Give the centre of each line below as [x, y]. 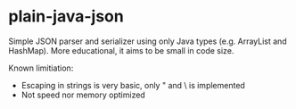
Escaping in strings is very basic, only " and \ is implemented [133, 85]
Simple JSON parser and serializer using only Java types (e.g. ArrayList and [148, 41]
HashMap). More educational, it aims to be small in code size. [121, 50]
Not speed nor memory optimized [83, 95]
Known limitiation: [41, 68]
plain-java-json [66, 17]
